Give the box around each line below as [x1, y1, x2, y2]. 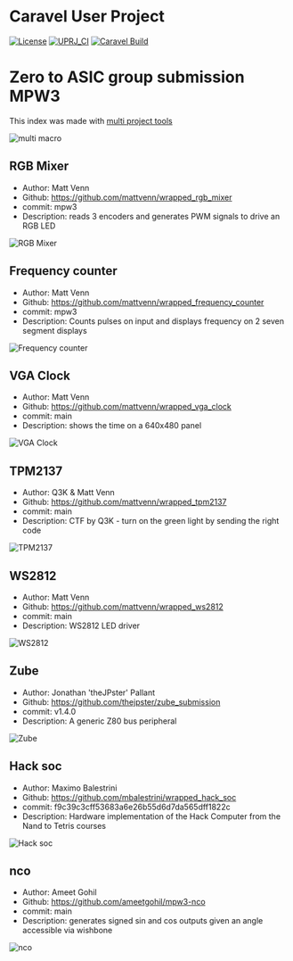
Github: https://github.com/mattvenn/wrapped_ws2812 [21, 601, 224, 612]
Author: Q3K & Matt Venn [21, 487, 116, 498]
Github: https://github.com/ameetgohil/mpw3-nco [21, 897, 207, 907]
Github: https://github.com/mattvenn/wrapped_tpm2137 [21, 497, 227, 508]
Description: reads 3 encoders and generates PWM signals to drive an [21, 211, 281, 221]
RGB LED [21, 220, 56, 231]
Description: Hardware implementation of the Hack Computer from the [21, 810, 281, 822]
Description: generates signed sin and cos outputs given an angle [21, 915, 264, 926]
